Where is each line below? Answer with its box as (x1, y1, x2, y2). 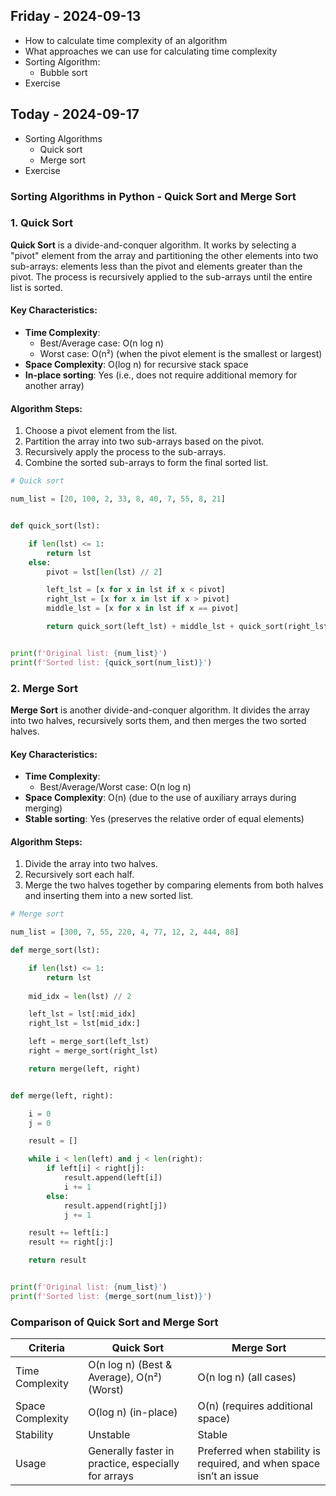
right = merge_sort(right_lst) (28, 1046, 159, 1056)
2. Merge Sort (10, 681, 79, 695)
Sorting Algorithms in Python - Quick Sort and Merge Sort (10, 189, 297, 203)
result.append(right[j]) (63, 1200, 168, 1211)
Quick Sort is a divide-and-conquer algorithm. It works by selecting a (10, 239, 297, 251)
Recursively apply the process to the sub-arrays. (24, 446, 227, 458)
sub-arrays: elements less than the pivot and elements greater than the (10, 260, 303, 272)
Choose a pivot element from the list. (24, 425, 178, 437)
